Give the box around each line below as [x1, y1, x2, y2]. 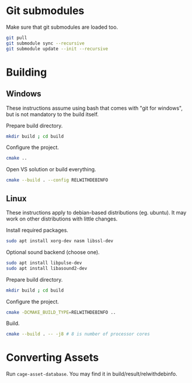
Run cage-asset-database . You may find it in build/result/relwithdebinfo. [6, 371, 177, 378]
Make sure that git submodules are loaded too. [6, 23, 118, 30]
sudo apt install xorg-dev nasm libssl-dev [6, 238, 114, 244]
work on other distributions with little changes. [6, 215, 118, 222]
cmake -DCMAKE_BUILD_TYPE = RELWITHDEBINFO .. [6, 309, 116, 315]
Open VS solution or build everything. [6, 166, 96, 173]
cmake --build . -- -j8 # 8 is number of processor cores [6, 331, 150, 337]
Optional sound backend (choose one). [6, 248, 100, 256]
